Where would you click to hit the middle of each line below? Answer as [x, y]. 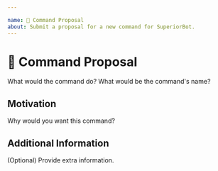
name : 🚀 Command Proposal [45, 20]
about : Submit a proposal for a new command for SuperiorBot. [101, 27]
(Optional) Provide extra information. [61, 160]
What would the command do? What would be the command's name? [109, 82]
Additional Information [58, 143]
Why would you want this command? [61, 121]
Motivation [32, 104]
